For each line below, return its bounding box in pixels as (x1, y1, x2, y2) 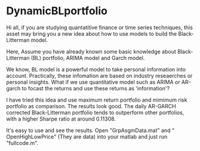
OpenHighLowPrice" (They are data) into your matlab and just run (6, 133, 168, 140)
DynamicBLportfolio (6, 4, 107, 18)
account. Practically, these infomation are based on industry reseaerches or (6, 72, 193, 79)
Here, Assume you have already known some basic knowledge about (6, 48, 176, 55)
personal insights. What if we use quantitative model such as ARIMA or (6, 78, 180, 86)
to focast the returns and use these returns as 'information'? (21, 84, 170, 92)
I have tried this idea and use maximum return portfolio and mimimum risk (6, 96, 187, 103)
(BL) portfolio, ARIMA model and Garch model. (30, 54, 145, 61)
